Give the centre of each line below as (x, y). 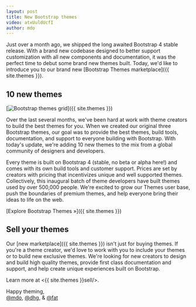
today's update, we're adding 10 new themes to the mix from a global (89, 145)
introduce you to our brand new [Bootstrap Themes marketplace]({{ (88, 70)
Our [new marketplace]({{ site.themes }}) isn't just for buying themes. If (92, 244)
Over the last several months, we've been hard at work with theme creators (97, 120)
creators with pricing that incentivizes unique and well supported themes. (94, 175)
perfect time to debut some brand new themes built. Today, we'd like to (92, 63)
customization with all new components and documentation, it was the (91, 57)
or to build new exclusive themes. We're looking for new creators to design (96, 256)
